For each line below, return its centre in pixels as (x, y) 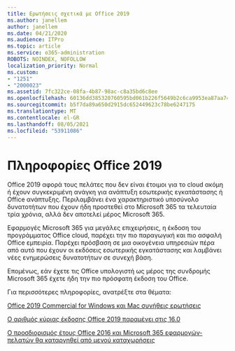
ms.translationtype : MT (42, 111)
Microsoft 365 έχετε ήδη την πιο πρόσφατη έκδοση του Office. (98, 279)
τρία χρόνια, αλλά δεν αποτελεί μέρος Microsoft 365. (86, 215)
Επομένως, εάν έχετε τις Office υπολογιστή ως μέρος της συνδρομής (109, 271)
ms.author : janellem (37, 20)
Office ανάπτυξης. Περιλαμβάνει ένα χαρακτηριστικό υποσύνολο (103, 199)
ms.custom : (23, 72)
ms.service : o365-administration (56, 53)
